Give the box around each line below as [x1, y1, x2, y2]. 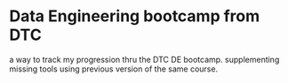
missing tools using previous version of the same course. [9, 64, 219, 74]
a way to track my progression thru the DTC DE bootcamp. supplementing [9, 54, 280, 64]
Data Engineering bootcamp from [9, 6, 260, 26]
